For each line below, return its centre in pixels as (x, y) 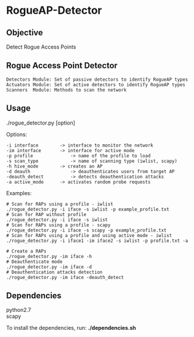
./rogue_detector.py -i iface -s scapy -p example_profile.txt (87, 230)
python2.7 (19, 310)
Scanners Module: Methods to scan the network (67, 90)
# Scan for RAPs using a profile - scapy (58, 225)
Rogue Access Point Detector (62, 66)
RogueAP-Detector (54, 10)
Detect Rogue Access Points (41, 47)
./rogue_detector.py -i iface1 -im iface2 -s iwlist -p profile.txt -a (97, 241)
